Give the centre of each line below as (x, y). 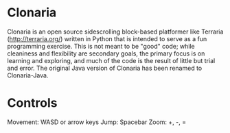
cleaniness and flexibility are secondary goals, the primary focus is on (106, 53)
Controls (32, 103)
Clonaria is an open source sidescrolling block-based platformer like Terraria (115, 32)
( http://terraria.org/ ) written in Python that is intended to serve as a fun (107, 38)
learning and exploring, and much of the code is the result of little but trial (111, 60)
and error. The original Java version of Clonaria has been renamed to (105, 68)
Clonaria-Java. (28, 75)
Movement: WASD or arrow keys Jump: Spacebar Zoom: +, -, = (97, 122)
